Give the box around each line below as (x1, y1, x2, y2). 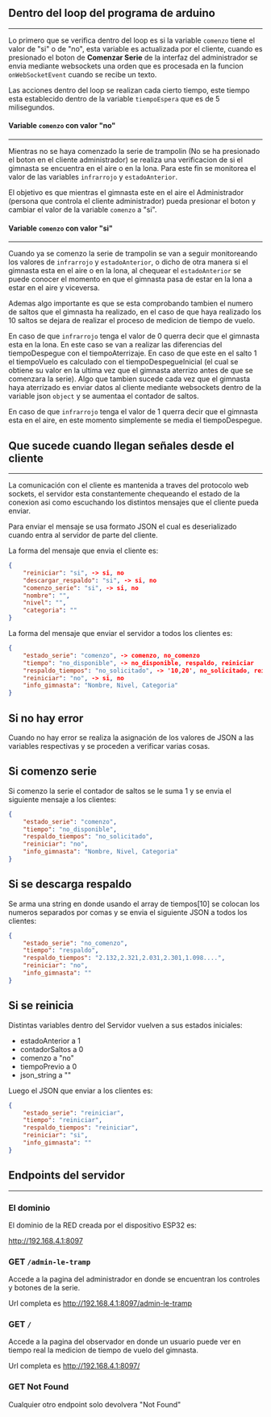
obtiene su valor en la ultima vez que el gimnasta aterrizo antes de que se (8, 366, 253, 376)
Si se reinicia (8, 999, 74, 1012)
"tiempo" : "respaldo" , (23, 946, 99, 954)
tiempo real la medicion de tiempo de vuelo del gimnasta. (8, 1345, 199, 1355)
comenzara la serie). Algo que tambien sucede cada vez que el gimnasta (8, 374, 251, 384)
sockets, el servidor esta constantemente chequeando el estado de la (8, 489, 240, 499)
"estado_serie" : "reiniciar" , (23, 1108, 125, 1117)
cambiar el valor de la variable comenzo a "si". (8, 205, 157, 214)
